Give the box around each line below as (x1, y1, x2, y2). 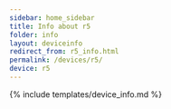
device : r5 (9, 64, 51, 74)
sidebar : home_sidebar (9, 13, 95, 23)
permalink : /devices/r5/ (9, 55, 103, 64)
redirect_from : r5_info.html (9, 47, 119, 56)
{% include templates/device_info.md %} (9, 88, 163, 100)
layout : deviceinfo (9, 38, 83, 48)
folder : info (9, 30, 59, 39)
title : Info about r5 (9, 22, 91, 31)
